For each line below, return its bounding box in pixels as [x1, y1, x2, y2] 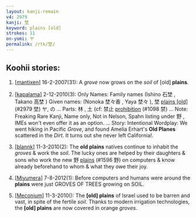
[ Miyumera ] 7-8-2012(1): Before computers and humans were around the [14, 174, 191, 181]
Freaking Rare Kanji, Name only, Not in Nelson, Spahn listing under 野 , [14, 113, 185, 120]
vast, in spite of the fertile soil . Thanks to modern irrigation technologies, [14, 198, 190, 205]
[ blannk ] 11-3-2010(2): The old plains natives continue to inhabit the [14, 143, 178, 150]
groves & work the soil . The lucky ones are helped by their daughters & [14, 149, 186, 156]
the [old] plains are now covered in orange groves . [14, 204, 137, 211]
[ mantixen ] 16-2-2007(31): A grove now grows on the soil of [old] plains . [14, 79, 189, 86]
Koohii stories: [6, 63, 60, 73]
